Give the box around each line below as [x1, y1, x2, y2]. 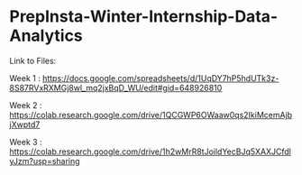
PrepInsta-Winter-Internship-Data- [9, 6, 279, 27]
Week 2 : [9, 99, 42, 110]
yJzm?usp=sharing [9, 155, 80, 166]
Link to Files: [9, 55, 57, 66]
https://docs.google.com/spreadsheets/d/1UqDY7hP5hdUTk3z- [41, 72, 279, 83]
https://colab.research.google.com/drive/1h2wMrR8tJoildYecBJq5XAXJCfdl [9, 146, 291, 157]
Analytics [9, 25, 83, 46]
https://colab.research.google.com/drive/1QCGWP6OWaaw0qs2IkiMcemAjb [9, 109, 293, 120]
